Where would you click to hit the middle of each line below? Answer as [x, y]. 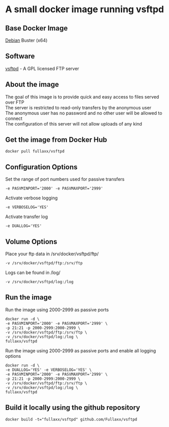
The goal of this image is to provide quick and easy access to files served [82, 97]
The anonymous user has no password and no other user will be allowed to [84, 113]
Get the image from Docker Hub [56, 140]
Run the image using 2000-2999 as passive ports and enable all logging [81, 350]
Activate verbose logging [31, 198]
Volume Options [31, 242]
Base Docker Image [37, 28]
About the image [32, 85]
